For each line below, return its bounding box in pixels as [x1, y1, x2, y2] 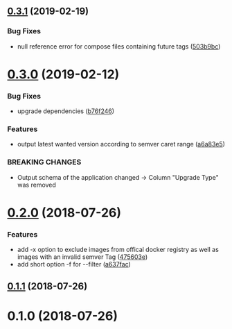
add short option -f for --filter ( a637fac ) [17, 260, 132, 269]
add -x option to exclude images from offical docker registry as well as [17, 246, 220, 254]
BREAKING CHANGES [7, 158, 82, 167]
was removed [17, 180, 57, 189]
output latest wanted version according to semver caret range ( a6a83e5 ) [17, 140, 225, 149]
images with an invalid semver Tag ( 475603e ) [17, 253, 148, 261]
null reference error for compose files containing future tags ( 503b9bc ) [17, 42, 221, 51]
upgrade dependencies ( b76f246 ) [17, 107, 115, 115]
